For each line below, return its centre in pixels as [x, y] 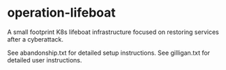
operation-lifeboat [62, 13]
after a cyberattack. [36, 39]
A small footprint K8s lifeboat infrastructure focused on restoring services [113, 32]
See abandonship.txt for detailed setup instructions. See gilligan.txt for [109, 53]
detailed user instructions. [45, 60]
